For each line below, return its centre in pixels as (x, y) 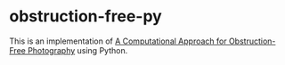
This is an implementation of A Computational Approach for (118, 41)
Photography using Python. (78, 50)
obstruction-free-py (85, 16)
